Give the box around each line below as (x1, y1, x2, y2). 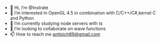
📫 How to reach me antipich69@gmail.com (10, 31, 100, 37)
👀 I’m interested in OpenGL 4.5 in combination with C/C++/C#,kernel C (10, 10, 156, 16)
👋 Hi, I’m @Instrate (10, 5, 49, 10)
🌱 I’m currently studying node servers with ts (10, 20, 103, 26)
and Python (10, 15, 34, 21)
